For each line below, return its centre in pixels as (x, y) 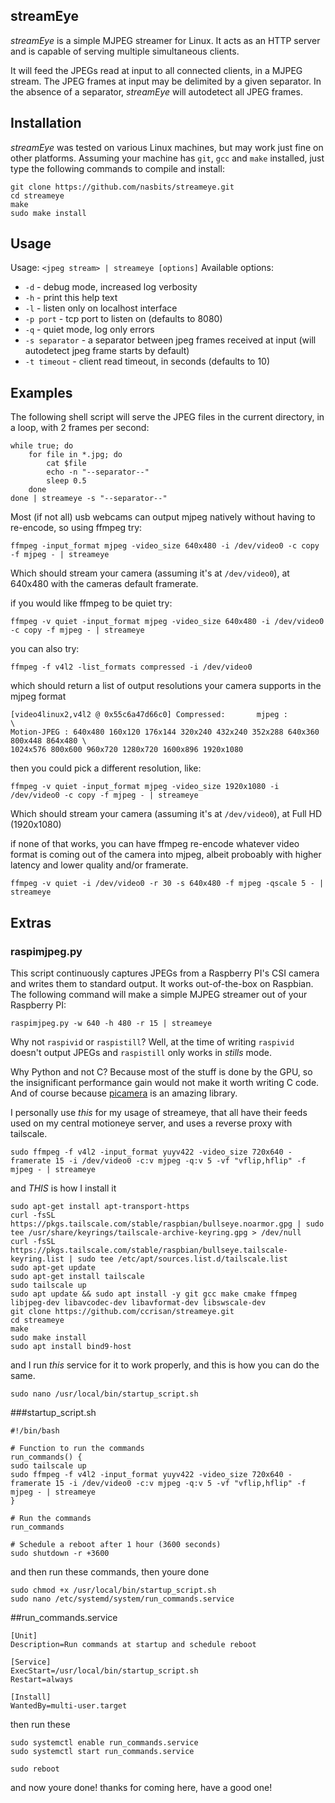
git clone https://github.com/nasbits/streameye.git (122, 187)
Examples (41, 392)
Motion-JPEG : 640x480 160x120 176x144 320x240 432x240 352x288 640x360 (165, 732)
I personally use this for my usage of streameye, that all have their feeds (159, 1112)
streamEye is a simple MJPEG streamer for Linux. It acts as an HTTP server (165, 40)
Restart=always (42, 1679)
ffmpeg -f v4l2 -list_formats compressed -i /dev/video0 (131, 667)
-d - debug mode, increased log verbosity (111, 287)
